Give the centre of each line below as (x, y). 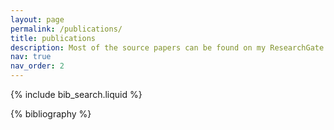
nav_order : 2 (37, 66)
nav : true (31, 57)
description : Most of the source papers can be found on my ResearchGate (167, 47)
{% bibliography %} (51, 114)
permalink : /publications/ (66, 29)
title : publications (53, 38)
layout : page (37, 19)
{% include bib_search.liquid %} (76, 94)
